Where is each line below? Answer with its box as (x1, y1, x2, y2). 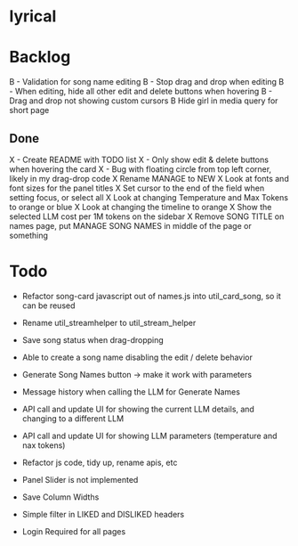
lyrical (9, 6, 57, 27)
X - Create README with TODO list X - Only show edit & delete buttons (9, 154, 270, 165)
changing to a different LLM (21, 412, 125, 424)
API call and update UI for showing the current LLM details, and (21, 403, 255, 414)
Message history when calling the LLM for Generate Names (21, 386, 240, 397)
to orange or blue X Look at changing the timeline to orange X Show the (9, 201, 272, 212)
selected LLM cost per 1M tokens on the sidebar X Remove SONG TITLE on (9, 211, 285, 222)
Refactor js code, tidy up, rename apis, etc (21, 457, 178, 468)
